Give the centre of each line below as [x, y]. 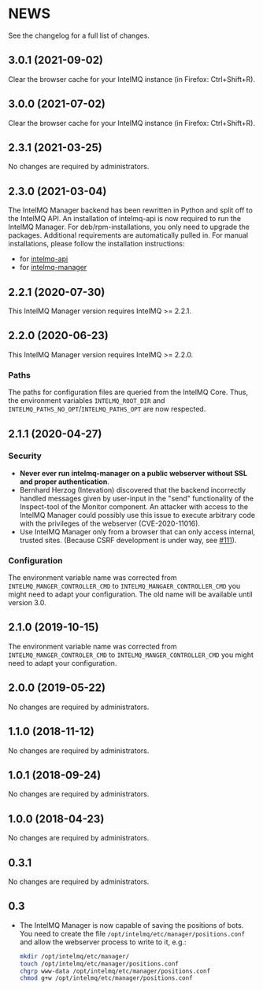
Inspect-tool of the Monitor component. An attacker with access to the [134, 506]
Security [25, 456]
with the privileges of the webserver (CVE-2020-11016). [110, 523]
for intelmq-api [44, 259]
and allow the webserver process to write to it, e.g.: [103, 942]
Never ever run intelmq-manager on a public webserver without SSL [133, 473]
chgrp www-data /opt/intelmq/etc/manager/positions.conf [115, 971]
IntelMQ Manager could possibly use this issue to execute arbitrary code [137, 515]
